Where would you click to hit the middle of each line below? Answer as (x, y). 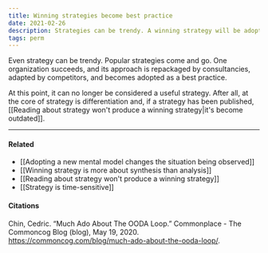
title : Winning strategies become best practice (91, 16)
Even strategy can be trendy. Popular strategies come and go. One (118, 61)
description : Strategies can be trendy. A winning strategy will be (124, 30)
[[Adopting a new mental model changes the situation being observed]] (137, 162)
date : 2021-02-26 (37, 23)
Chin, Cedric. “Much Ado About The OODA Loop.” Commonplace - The (125, 223)
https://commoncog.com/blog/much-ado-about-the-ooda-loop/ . (114, 240)
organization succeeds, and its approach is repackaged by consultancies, (130, 69)
